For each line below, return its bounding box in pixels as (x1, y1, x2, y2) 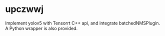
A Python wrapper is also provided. (5, 25, 78, 31)
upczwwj (5, 3, 44, 15)
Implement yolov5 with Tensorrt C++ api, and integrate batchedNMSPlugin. (5, 20, 160, 26)
